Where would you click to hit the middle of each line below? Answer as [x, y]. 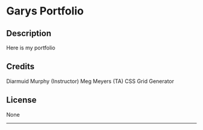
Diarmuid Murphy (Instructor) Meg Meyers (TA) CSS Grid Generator [90, 81]
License [21, 100]
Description [29, 33]
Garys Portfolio [45, 11]
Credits [21, 67]
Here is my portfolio [31, 48]
